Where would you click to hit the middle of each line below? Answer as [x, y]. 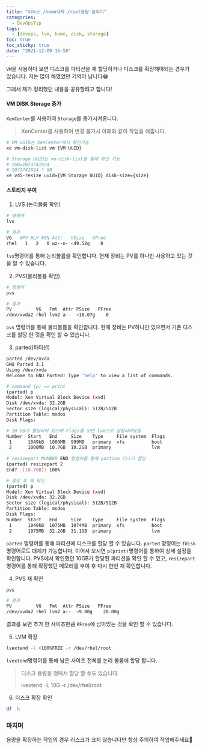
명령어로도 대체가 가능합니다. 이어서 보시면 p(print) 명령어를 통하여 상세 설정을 [99, 551]
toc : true [19, 40]
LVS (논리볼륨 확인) [38, 204]
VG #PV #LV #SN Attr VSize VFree [56, 238]
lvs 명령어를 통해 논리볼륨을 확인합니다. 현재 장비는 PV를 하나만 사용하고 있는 [96, 255]
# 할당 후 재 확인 [26, 481]
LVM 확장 [26, 637]
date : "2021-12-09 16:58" [38, 51]
